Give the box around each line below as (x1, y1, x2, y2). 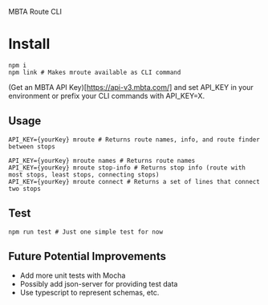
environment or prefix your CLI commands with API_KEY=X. (8, 91, 205, 100)
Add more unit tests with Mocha (19, 270, 126, 280)
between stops (8, 142, 56, 151)
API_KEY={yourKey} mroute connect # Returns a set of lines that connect (8, 177, 261, 185)
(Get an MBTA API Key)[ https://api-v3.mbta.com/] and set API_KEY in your (8, 82, 254, 91)
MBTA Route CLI (8, 7, 63, 16)
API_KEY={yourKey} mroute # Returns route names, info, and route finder (8, 136, 261, 144)
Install (8, 35, 51, 53)
